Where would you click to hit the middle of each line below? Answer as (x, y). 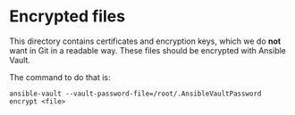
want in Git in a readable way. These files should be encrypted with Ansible (147, 50)
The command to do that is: (60, 77)
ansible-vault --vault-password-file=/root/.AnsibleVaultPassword (135, 94)
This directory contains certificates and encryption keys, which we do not (145, 41)
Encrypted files (67, 16)
